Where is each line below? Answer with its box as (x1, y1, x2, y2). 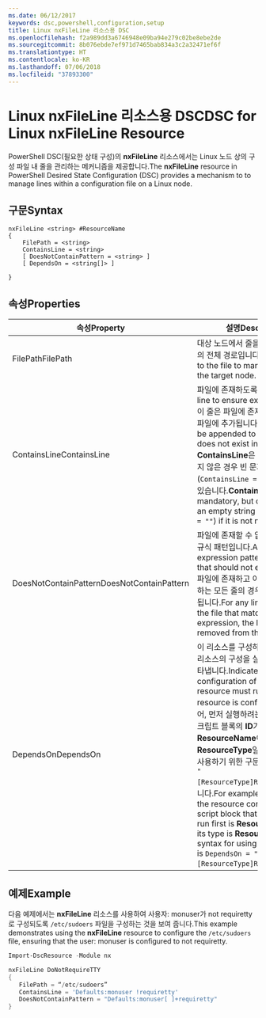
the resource (196, 799, 245, 810)
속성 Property (76, 322, 125, 333)
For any (220, 597, 249, 608)
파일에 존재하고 (196, 573, 251, 584)
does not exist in (196, 439, 259, 450)
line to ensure (196, 395, 248, 406)
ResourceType (196, 745, 253, 756)
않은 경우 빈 (206, 462, 248, 473)
